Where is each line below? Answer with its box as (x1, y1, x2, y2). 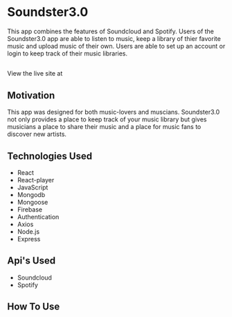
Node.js (17, 227, 40, 236)
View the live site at (7, 69, 63, 78)
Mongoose (17, 198, 48, 206)
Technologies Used (7, 150, 92, 162)
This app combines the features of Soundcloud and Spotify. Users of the (7, 27, 215, 35)
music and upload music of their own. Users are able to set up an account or (7, 42, 226, 50)
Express (17, 234, 41, 243)
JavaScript (17, 183, 48, 191)
